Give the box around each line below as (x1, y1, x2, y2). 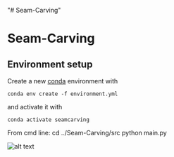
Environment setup (7, 58, 93, 70)
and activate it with (7, 103, 63, 111)
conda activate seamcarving (7, 116, 90, 123)
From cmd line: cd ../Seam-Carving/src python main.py (7, 129, 167, 137)
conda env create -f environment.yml (7, 90, 118, 97)
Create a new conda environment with (7, 77, 118, 85)
